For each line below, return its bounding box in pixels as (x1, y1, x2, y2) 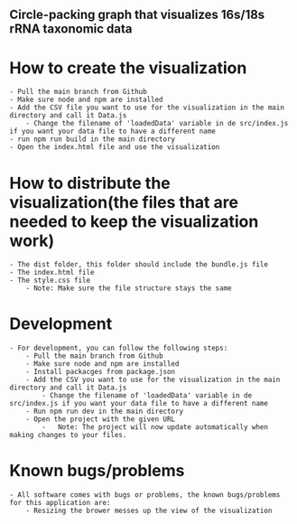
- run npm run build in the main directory (9, 135, 176, 144)
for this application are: (9, 499, 111, 508)
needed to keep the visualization (9, 211, 259, 231)
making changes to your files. (9, 431, 127, 440)
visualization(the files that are (9, 192, 239, 212)
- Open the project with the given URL (25, 415, 176, 424)
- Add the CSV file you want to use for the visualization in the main (9, 103, 284, 112)
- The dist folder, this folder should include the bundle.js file (9, 260, 269, 269)
